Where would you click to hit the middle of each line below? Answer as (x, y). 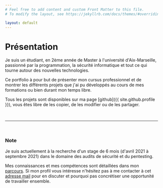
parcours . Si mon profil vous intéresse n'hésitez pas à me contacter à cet (78, 171)
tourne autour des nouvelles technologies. (47, 70)
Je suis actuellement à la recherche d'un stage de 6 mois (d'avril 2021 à (77, 151)
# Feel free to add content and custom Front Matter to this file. (75, 9)
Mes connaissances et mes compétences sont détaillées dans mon (72, 166)
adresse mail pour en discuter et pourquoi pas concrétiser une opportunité (80, 176)
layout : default (21, 23)
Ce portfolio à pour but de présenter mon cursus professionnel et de (73, 80)
